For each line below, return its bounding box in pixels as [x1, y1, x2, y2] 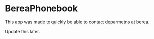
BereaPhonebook [5, 3, 78, 14]
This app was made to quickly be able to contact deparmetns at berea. [5, 19, 150, 25]
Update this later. [5, 28, 40, 34]
